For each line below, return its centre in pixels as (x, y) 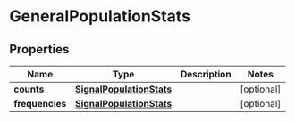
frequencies (40, 104)
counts (29, 89)
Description (206, 74)
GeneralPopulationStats (100, 16)
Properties (39, 49)
